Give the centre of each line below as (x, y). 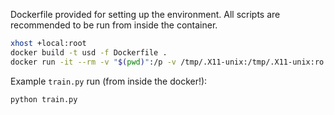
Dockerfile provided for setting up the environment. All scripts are (145, 14)
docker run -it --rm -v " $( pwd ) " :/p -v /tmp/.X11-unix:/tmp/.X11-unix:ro (167, 62)
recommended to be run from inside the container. (114, 25)
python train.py (44, 99)
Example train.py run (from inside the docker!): (109, 81)
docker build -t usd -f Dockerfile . (89, 52)
